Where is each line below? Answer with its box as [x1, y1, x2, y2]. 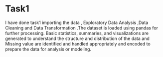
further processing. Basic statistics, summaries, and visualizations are [5, 30, 149, 36]
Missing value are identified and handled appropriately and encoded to [5, 40, 151, 46]
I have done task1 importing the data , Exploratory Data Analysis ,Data [5, 19, 149, 25]
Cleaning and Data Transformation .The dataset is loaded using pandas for [5, 24, 159, 30]
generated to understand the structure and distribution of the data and [5, 35, 150, 41]
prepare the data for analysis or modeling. [5, 46, 91, 52]
